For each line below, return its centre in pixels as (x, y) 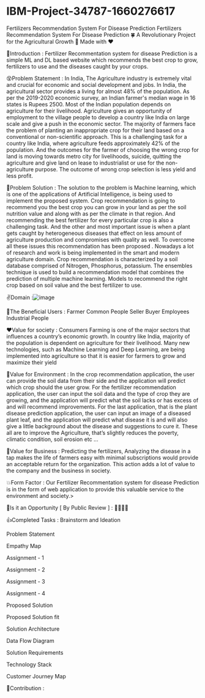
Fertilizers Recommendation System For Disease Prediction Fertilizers (94, 28)
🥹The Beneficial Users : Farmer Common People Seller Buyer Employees (98, 311)
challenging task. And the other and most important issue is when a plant (99, 226)
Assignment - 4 (26, 593)
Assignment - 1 (25, 557)
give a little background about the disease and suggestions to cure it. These (102, 426)
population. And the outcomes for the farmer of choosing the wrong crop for (102, 150)
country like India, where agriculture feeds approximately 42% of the (93, 143)
